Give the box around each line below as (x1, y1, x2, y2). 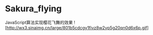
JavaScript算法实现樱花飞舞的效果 (5, 19, 73, 25)
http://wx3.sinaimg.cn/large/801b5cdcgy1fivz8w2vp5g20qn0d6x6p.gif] (6, 25, 149, 30)
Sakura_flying (5, 3, 62, 14)
